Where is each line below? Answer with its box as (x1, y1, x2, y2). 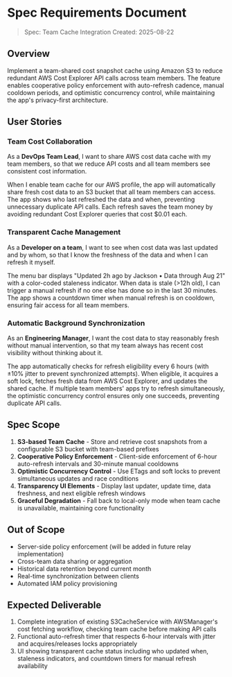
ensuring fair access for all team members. (7, 300, 130, 309)
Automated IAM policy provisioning (17, 579, 118, 588)
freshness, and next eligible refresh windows (17, 489, 146, 497)
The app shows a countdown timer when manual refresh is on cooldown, (7, 293, 215, 302)
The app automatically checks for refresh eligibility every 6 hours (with (7, 362, 209, 370)
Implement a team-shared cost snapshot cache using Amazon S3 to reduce (7, 66, 223, 74)
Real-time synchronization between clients (17, 572, 140, 580)
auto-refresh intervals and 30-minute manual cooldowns (17, 459, 179, 468)
